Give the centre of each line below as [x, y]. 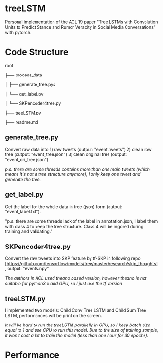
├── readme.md [22, 122]
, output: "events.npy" [27, 269]
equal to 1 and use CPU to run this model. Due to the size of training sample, [81, 330]
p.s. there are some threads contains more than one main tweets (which [77, 169]
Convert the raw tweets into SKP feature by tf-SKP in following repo [73, 258]
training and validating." [29, 231]
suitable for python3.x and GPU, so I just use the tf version [64, 284]
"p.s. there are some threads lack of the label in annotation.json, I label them [81, 221]
